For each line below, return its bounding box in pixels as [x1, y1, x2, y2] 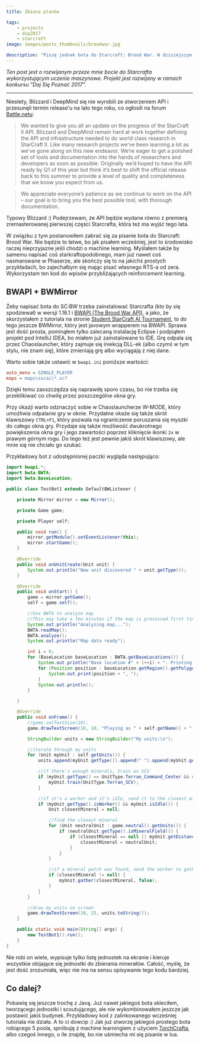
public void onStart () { [17, 589, 78, 595]
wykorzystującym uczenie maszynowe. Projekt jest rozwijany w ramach [6, 75, 182, 82]
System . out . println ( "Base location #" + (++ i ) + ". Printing [37, 660, 192, 666]
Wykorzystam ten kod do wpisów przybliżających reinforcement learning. [6, 270, 186, 277]
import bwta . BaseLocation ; [6, 475, 73, 482]
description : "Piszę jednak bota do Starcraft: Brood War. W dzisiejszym [6, 52, 192, 58]
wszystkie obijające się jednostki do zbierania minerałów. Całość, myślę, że [6, 960, 190, 967]
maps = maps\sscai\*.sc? [6, 375, 68, 381]
